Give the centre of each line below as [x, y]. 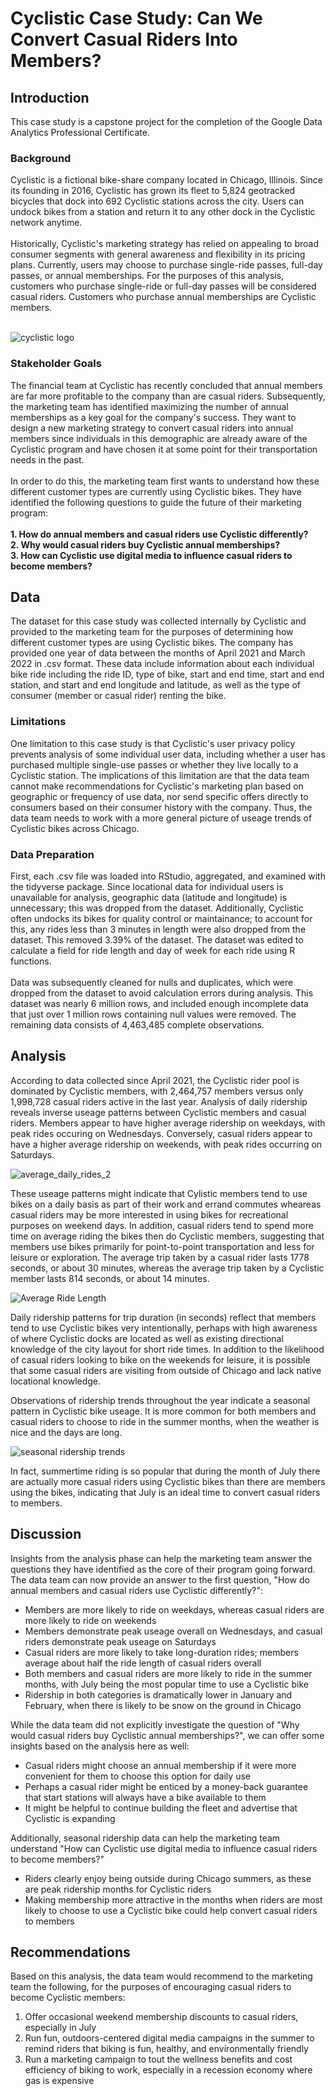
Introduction [50, 97]
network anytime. [46, 223]
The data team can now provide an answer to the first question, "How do [160, 1579]
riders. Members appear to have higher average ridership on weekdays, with [168, 1123]
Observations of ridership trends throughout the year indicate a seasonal [160, 1400]
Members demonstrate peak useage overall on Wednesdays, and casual [173, 1631]
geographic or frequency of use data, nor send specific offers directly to [159, 796]
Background [41, 158]
